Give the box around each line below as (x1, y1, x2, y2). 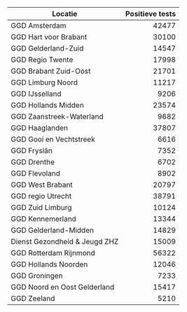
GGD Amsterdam (11, 21, 67, 30)
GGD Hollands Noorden (11, 260, 88, 269)
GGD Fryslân (11, 146, 53, 155)
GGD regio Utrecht (11, 192, 72, 201)
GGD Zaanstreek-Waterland (11, 112, 104, 121)
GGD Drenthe (11, 157, 55, 166)
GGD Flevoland (11, 169, 61, 178)
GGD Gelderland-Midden (11, 225, 95, 235)
